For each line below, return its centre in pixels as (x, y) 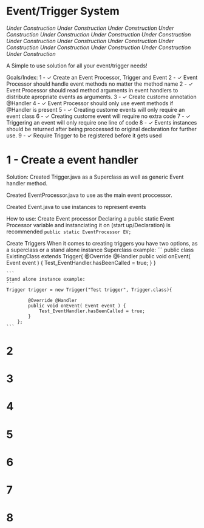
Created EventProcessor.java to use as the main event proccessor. (89, 195)
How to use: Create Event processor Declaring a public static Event (90, 218)
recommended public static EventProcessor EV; (69, 231)
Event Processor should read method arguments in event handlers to (92, 90)
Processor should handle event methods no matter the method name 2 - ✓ (100, 84)
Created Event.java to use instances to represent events (76, 207)
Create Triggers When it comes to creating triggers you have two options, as (102, 243)
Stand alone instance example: (46, 279)
